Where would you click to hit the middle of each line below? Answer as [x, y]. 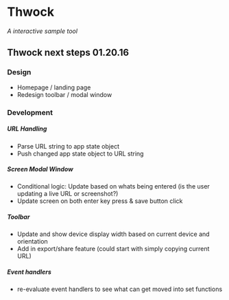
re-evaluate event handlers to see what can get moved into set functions [120, 289]
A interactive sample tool [42, 31]
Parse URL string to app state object [68, 146]
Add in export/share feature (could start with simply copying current [113, 249]
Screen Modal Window [40, 169]
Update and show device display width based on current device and [113, 234]
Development [30, 112]
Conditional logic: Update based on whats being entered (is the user [113, 186]
